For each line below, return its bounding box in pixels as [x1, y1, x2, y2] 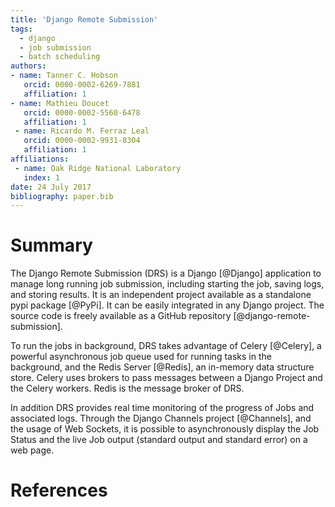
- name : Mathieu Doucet [10, 98, 110, 108]
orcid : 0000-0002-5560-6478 [23, 107, 141, 118]
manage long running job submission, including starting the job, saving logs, [10, 278, 325, 290]
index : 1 [23, 172, 60, 183]
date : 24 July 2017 [10, 182, 92, 192]
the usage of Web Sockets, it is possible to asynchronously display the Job [10, 423, 320, 435]
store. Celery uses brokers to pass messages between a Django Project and [10, 372, 323, 384]
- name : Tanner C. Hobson [10, 71, 118, 81]
